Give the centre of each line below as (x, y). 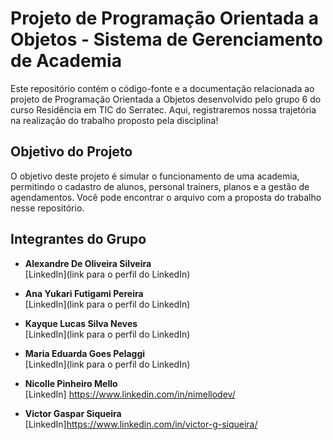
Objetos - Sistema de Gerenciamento (167, 39)
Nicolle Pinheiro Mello (71, 383)
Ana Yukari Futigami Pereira (84, 293)
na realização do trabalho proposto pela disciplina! (114, 120)
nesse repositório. (47, 208)
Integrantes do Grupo (78, 239)
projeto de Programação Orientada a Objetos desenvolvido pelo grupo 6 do (166, 99)
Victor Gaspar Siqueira (73, 413)
